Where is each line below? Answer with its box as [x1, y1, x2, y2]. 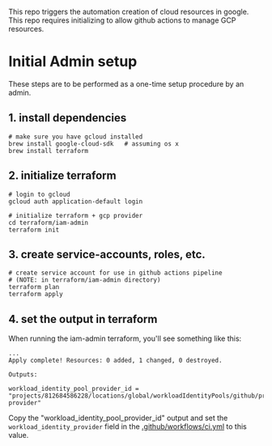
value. [8, 431, 29, 440]
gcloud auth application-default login [8, 198, 143, 206]
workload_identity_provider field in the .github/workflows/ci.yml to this [8, 422, 247, 431]
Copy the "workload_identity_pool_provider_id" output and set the [8, 413, 228, 423]
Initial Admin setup [8, 53, 138, 71]
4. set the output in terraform [8, 312, 158, 326]
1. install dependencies [8, 111, 127, 125]
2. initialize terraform [8, 169, 117, 183]
